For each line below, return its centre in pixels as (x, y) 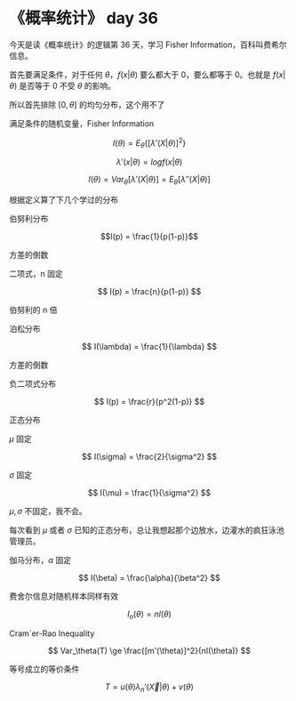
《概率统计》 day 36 (84, 18)
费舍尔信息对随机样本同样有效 (64, 596)
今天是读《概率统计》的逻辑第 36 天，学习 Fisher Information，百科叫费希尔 (148, 44)
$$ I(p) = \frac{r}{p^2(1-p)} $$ (149, 402)
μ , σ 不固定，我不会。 (48, 512)
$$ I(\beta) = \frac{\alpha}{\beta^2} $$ (149, 578)
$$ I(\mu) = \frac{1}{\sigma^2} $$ (149, 493)
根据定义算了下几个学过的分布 (64, 200)
